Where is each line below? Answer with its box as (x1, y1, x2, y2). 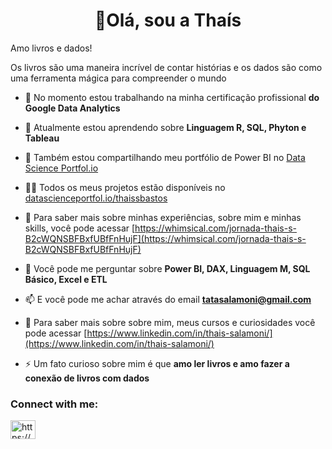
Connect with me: (10, 397, 99, 411)
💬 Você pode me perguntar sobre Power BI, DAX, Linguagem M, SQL (24, 262, 311, 274)
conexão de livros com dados (24, 372, 150, 384)
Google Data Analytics (24, 102, 121, 114)
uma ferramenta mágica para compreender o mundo (10, 72, 227, 84)
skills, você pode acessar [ (24, 222, 136, 234)
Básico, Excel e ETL (24, 273, 108, 285)
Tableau (24, 132, 60, 144)
